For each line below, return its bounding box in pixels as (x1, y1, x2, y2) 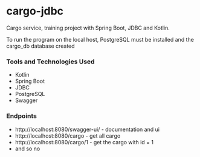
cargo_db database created (6, 42, 75, 50)
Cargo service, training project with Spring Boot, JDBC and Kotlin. (6, 24, 170, 31)
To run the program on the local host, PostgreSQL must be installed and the (6, 36, 195, 43)
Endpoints (6, 112, 37, 120)
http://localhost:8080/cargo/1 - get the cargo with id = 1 (15, 138, 154, 146)
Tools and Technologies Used (6, 57, 95, 66)
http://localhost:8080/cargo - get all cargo (15, 132, 121, 139)
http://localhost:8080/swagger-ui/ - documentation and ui (15, 126, 160, 133)
